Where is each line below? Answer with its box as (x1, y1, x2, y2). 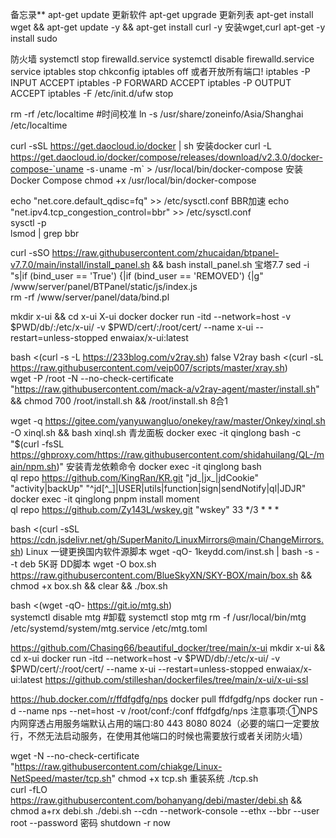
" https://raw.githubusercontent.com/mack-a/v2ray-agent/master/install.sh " (10, 383, 320, 395)
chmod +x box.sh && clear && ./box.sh (10, 580, 168, 592)
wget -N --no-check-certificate (10, 750, 140, 762)
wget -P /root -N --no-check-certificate (10, 373, 174, 384)
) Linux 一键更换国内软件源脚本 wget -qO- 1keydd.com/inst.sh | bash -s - (19, 546, 320, 557)
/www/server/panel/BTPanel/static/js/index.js (10, 281, 198, 292)
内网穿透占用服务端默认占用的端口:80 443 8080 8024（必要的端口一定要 (10, 718, 311, 729)
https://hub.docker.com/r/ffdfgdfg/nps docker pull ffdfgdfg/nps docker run (10, 693, 318, 705)
